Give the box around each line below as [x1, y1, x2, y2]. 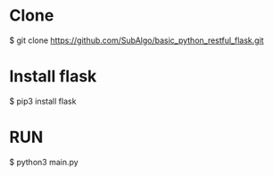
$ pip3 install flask [9, 96, 77, 106]
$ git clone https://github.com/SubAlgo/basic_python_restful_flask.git [9, 35, 265, 46]
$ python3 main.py [9, 156, 79, 167]
